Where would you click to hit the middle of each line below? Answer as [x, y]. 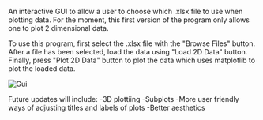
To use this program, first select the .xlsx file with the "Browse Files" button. [132, 43]
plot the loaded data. [42, 69]
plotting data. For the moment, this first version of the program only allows [129, 20]
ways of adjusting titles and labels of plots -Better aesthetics [107, 107]
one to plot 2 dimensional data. [58, 28]
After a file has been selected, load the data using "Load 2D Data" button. [128, 52]
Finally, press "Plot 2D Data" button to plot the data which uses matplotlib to [131, 60]
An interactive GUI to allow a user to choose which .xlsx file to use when [126, 11]
